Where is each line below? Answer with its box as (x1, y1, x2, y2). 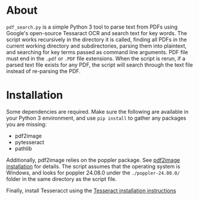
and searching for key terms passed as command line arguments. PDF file (6, 48, 188, 55)
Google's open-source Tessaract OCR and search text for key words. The (6, 29, 187, 36)
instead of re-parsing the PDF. (6, 67, 81, 74)
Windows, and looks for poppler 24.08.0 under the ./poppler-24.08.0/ (6, 169, 180, 176)
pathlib (14, 145, 32, 152)
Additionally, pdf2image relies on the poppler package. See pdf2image (6, 156, 180, 164)
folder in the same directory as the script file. (6, 175, 117, 182)
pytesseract (14, 138, 45, 146)
